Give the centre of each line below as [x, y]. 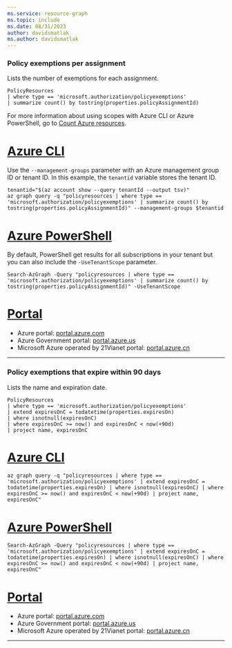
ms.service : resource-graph [48, 13]
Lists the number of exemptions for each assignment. [83, 78]
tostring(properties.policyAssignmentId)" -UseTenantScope [94, 287]
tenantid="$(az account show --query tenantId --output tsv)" [98, 190]
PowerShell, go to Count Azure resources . [67, 123]
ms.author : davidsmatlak [43, 39]
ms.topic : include [33, 20]
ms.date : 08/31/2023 [37, 26]
